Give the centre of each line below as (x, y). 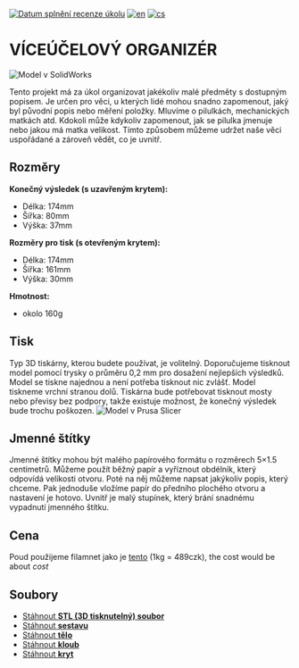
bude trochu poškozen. (52, 410)
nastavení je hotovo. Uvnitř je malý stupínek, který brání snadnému (132, 498)
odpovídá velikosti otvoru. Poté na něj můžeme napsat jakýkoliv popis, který (149, 479)
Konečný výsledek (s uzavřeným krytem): (88, 188)
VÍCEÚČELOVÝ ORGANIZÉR (113, 50)
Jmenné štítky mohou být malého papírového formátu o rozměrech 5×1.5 (143, 460)
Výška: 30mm (48, 279)
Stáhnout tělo (47, 635)
